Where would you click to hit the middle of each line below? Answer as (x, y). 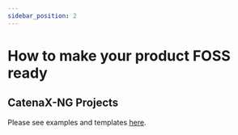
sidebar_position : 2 (42, 16)
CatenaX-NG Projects (63, 103)
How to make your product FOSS (119, 55)
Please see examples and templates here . (77, 122)
